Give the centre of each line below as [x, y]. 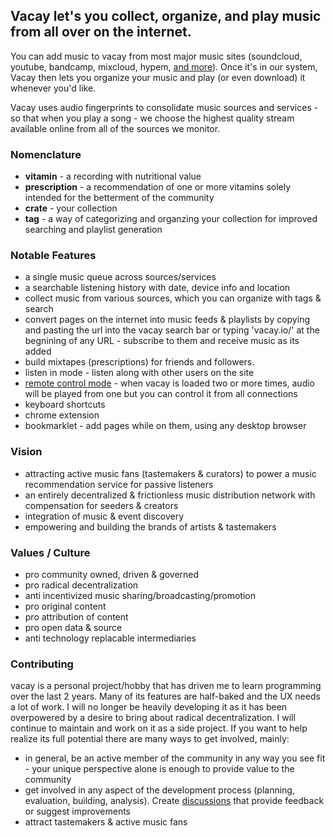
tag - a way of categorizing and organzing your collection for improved [171, 219]
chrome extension [62, 415]
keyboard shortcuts [65, 405]
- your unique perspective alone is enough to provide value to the [159, 769]
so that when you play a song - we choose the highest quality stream [152, 118]
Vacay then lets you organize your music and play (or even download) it [158, 77]
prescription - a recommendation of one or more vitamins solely [158, 187]
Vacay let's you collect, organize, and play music [166, 16]
